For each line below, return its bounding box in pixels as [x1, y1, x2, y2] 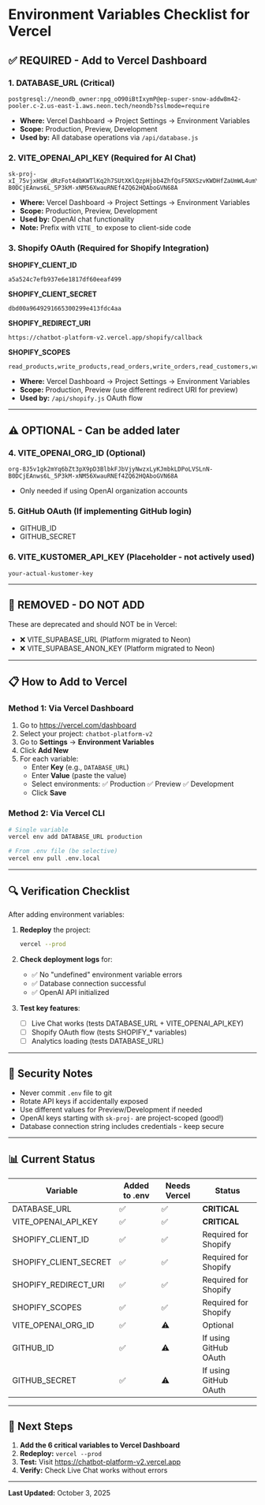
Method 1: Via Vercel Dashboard [8, 702, 134, 713]
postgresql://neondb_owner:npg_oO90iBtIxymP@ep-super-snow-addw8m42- [8, 95, 242, 103]
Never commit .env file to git [19, 1088, 113, 1097]
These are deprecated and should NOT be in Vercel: [8, 619, 177, 628]
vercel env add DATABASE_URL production [8, 833, 144, 841]
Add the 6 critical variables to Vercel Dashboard [19, 1440, 180, 1450]
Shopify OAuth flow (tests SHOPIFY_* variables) [31, 1027, 188, 1037]
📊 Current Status [8, 1153, 95, 1166]
